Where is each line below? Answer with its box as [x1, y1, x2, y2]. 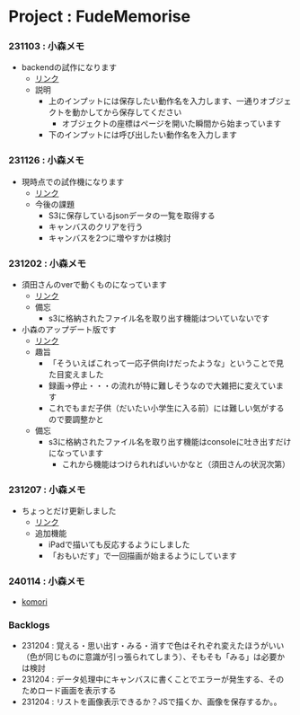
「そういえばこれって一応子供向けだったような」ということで [48, 357, 277, 369]
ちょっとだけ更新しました [21, 506, 117, 516]
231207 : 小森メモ [8, 483, 86, 496]
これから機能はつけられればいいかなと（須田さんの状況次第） [61, 459, 291, 470]
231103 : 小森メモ [8, 40, 85, 53]
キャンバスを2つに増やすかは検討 [48, 232, 172, 243]
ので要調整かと [48, 414, 104, 425]
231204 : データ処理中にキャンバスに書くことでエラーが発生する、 [21, 674, 269, 684]
